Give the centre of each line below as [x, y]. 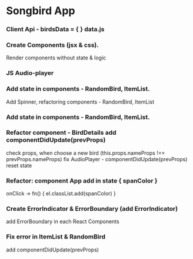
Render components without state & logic [56, 58]
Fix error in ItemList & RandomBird [56, 237]
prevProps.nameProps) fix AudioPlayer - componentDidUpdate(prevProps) [97, 159]
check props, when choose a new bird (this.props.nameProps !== [86, 153]
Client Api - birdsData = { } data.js [55, 29]
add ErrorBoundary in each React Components [63, 221]
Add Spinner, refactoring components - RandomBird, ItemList [80, 102]
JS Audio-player [30, 73]
